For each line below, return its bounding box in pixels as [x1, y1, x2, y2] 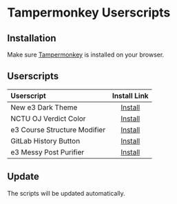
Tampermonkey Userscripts [7, 5, 171, 21]
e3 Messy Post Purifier [10, 147, 85, 156]
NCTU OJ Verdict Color [10, 114, 86, 123]
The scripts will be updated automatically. [7, 189, 125, 197]
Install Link [112, 91, 149, 101]
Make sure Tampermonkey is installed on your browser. [7, 50, 165, 59]
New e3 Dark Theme [10, 102, 78, 112]
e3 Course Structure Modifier [10, 125, 105, 134]
